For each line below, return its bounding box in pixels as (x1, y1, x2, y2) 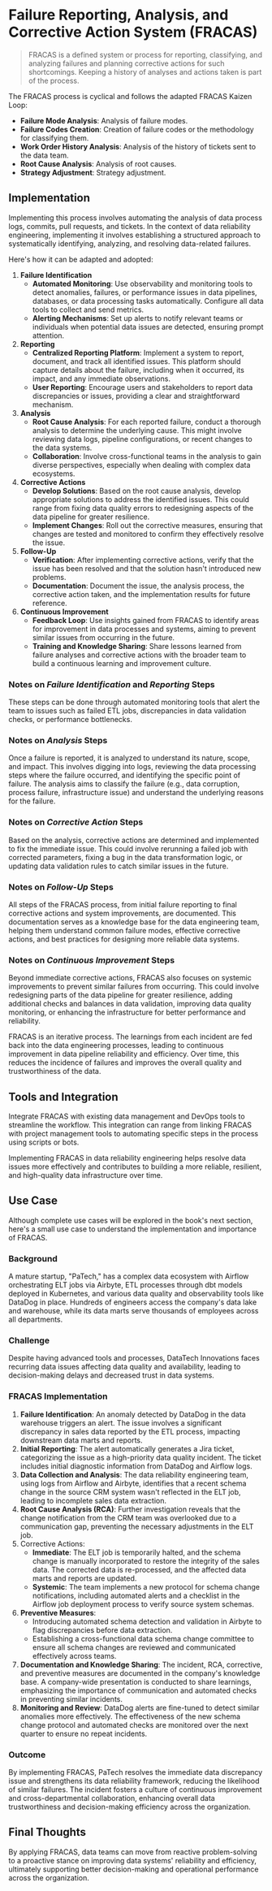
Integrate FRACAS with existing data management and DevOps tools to (8, 1111, 245, 1122)
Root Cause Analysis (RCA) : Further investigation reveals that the (19, 1504, 241, 1514)
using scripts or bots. (8, 1137, 80, 1147)
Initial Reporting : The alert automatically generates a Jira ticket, (19, 1443, 235, 1453)
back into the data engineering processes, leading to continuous (8, 1041, 224, 1050)
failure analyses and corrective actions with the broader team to (32, 650, 247, 660)
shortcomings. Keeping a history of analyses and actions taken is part (28, 67, 262, 76)
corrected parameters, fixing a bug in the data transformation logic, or (8, 852, 243, 862)
